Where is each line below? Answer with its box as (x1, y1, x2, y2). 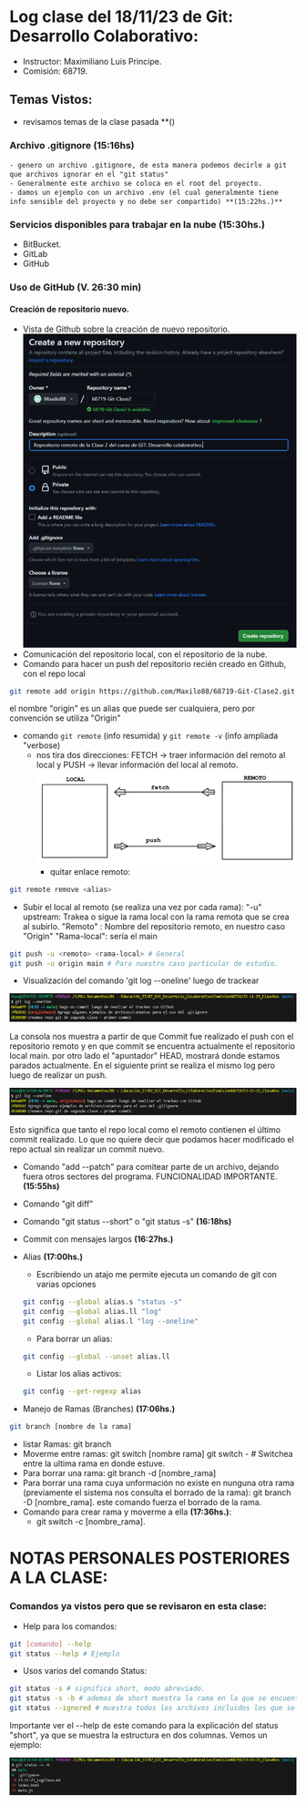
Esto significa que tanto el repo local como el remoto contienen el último (9, 1123, 280, 1135)
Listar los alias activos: (36, 1369, 122, 1379)
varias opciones (36, 1278, 97, 1289)
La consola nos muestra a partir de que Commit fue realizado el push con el (9, 1031, 294, 1041)
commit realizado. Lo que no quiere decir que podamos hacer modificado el (9, 1133, 294, 1144)
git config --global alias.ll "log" (22, 1307, 162, 1316)
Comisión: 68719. (22, 66, 88, 77)
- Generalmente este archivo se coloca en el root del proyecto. (9, 179, 262, 189)
